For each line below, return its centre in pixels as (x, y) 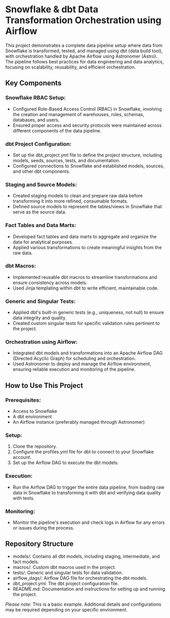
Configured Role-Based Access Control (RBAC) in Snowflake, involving (87, 109)
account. (22, 457)
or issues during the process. (43, 527)
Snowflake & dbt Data (52, 9)
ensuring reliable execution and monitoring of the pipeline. (74, 369)
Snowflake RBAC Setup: (36, 98)
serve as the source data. (39, 212)
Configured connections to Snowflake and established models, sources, (88, 166)
